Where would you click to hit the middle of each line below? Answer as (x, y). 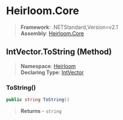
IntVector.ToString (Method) (59, 52)
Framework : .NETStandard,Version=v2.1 (69, 27)
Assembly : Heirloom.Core (52, 33)
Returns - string (41, 111)
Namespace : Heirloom (48, 66)
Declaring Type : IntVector (52, 72)
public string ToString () (38, 100)
